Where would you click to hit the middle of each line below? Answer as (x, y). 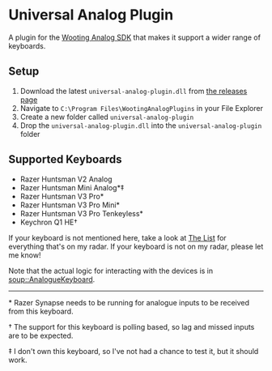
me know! (25, 255)
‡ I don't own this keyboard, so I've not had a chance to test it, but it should (134, 351)
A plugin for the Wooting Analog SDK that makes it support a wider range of (135, 37)
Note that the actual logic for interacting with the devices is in (111, 271)
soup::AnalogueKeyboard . (52, 279)
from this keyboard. (41, 311)
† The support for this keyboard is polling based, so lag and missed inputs (132, 326)
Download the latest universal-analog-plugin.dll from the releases (134, 91)
